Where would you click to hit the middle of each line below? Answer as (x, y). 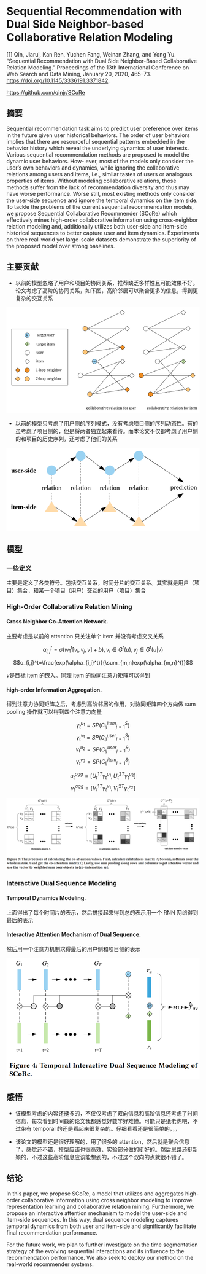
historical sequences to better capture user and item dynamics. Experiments (103, 233)
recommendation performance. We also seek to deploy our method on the (100, 1257)
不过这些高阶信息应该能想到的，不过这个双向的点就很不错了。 (109, 1157)
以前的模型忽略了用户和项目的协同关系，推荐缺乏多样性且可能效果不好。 (106, 283)
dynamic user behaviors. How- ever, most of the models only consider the (100, 161)
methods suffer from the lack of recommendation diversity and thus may (98, 187)
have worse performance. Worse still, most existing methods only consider (101, 193)
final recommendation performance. (52, 1232)
